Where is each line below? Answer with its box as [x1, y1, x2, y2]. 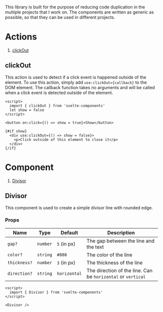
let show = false [9, 108, 45, 112]
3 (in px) [56, 259, 76, 266]
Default [60, 229, 79, 236]
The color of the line [86, 251, 132, 258]
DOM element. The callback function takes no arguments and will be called [5, 84, 155, 90]
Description [107, 229, 135, 236]
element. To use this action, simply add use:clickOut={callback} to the [5, 79, 147, 85]
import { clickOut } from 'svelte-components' [9, 103, 105, 108]
